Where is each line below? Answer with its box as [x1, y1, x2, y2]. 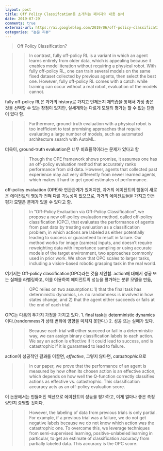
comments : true [5, 20, 36, 26]
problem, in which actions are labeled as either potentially [29, 229, 145, 235]
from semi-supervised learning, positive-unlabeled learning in [29, 431, 153, 436]
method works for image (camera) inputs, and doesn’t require [29, 240, 152, 245]
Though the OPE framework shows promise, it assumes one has [29, 156, 158, 162]
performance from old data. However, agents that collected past [29, 167, 158, 172]
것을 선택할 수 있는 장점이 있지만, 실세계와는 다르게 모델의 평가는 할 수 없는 [5, 105, 146, 111]
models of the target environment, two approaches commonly [29, 250, 153, 256]
